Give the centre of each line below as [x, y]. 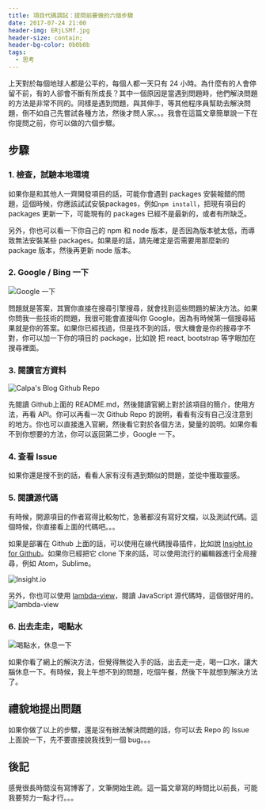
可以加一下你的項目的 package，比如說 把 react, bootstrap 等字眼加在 [142, 338]
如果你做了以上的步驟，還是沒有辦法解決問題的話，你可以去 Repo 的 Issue [129, 729]
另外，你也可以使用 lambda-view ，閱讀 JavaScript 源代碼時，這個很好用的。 [133, 595]
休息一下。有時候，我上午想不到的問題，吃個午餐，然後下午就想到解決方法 [136, 672]
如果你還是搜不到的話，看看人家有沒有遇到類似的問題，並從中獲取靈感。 [126, 476]
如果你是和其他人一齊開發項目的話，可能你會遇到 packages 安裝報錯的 [123, 193]
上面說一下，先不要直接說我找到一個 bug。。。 [82, 739]
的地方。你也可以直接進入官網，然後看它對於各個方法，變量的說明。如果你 [129, 424]
